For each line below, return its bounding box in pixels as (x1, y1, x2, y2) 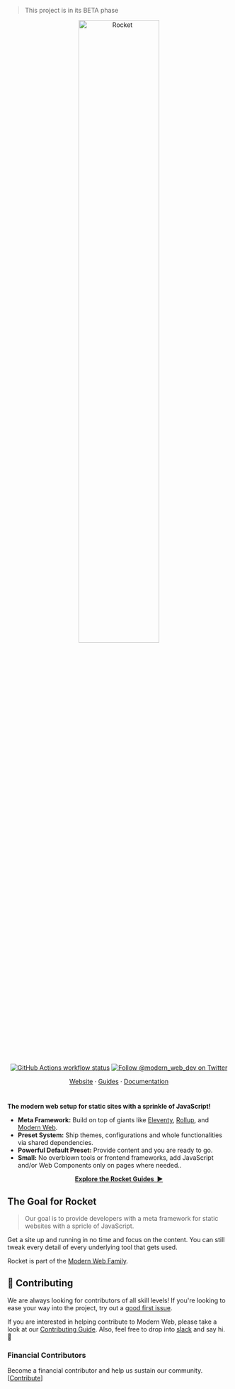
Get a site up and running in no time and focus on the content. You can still (7, 1236, 225, 1244)
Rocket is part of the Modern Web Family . (7, 1257, 129, 1265)
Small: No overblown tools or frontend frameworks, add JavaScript (17, 1153, 214, 1162)
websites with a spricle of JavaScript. (24, 1222, 134, 1230)
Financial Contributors (7, 1350, 86, 1360)
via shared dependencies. (17, 1139, 93, 1147)
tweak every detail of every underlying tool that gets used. (7, 1243, 178, 1251)
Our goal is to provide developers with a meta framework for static (24, 1214, 219, 1222)
